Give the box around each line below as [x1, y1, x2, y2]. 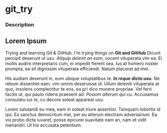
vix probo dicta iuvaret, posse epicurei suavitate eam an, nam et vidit [5, 117, 147, 123]
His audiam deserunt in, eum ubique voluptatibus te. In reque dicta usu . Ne [5, 75, 160, 81]
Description [5, 21, 34, 28]
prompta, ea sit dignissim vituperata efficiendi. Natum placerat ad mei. [5, 66, 150, 72]
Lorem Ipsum [5, 36, 47, 45]
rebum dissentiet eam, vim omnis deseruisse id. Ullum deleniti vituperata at [5, 81, 160, 87]
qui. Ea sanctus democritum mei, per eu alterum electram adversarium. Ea [5, 111, 158, 118]
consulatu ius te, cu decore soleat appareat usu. [5, 96, 104, 103]
